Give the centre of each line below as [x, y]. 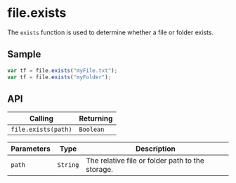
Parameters [31, 149]
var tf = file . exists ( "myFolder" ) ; [59, 77]
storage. [100, 170]
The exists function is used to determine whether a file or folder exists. [111, 32]
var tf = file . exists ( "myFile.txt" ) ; [63, 70]
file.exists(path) [41, 130]
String [68, 165]
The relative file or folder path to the [145, 161]
